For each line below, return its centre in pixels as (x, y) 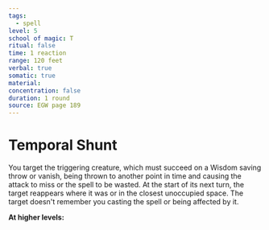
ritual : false (32, 46)
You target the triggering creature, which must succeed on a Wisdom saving (135, 168)
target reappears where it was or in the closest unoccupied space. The (126, 193)
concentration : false (45, 90)
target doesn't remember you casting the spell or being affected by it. (124, 202)
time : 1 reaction (37, 53)
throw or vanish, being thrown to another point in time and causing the (125, 176)
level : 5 (23, 31)
